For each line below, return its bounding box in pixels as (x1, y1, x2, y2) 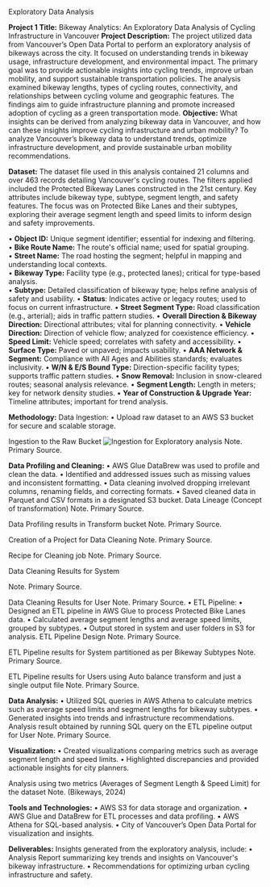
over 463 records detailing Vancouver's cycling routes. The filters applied (8, 175, 253, 185)
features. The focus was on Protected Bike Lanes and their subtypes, (8, 201, 238, 211)
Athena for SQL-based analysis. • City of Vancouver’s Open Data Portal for (8, 820, 256, 830)
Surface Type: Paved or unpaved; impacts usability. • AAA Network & (8, 345, 243, 354)
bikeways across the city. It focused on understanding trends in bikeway (8, 48, 248, 57)
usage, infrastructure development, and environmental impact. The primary (8, 56, 258, 66)
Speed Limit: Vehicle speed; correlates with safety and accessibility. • (8, 337, 242, 346)
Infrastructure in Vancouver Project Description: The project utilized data (8, 31, 252, 40)
